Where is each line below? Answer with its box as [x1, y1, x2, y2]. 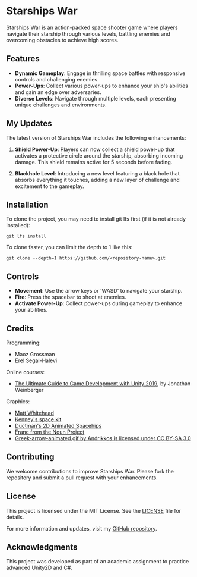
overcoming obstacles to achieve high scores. [6, 36, 119, 43]
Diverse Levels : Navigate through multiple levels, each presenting [14, 95, 177, 102]
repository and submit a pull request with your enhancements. [6, 474, 158, 481]
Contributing [6, 452, 55, 462]
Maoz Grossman [14, 351, 55, 358]
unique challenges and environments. [14, 101, 107, 108]
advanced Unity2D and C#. [6, 564, 73, 572]
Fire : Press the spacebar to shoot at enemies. [14, 293, 126, 301]
